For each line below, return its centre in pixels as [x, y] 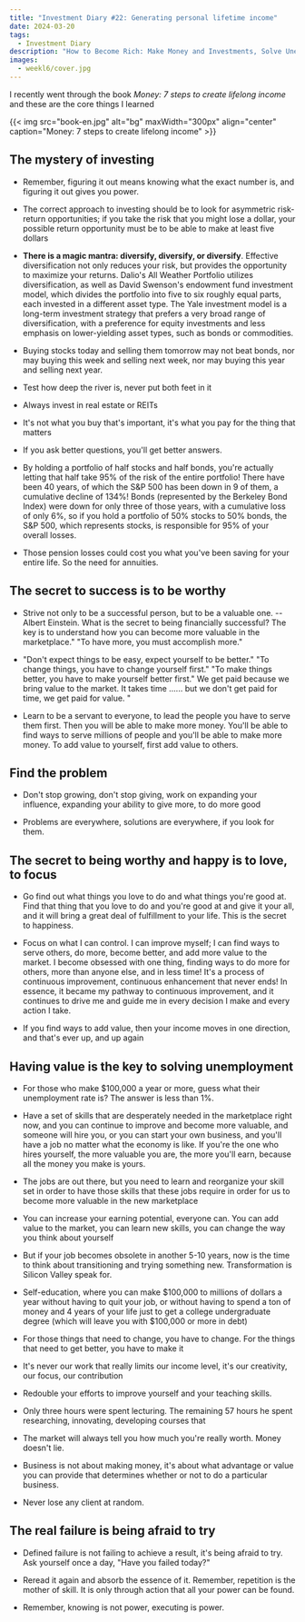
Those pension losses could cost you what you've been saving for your [156, 552]
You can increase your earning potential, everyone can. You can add [150, 1218]
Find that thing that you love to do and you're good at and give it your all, [158, 906]
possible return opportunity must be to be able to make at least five [148, 228]
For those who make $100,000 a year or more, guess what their [141, 1088]
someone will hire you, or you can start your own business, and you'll [152, 1134]
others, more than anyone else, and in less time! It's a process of [143, 972]
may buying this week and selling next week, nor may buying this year [154, 360]
